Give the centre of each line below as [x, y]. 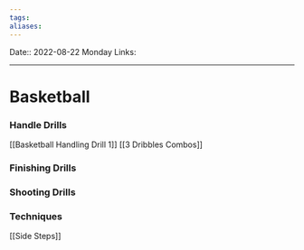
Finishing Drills [43, 168]
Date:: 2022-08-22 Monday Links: [73, 51]
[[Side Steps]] [35, 236]
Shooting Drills [43, 192]
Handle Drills [38, 125]
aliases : [26, 26]
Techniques [36, 216]
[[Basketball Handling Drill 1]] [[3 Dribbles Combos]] [106, 144]
